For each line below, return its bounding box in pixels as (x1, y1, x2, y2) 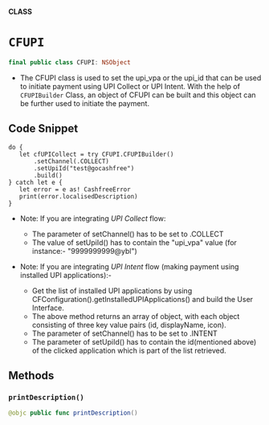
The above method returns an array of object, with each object (31, 311, 240, 321)
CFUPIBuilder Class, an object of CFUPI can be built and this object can (19, 90, 256, 100)
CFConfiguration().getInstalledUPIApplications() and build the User (31, 294, 254, 304)
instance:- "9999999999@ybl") (31, 246, 138, 255)
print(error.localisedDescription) (18, 192, 138, 200)
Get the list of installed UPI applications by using (31, 285, 193, 296)
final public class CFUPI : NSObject (8, 58, 131, 67)
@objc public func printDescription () (8, 409, 138, 417)
